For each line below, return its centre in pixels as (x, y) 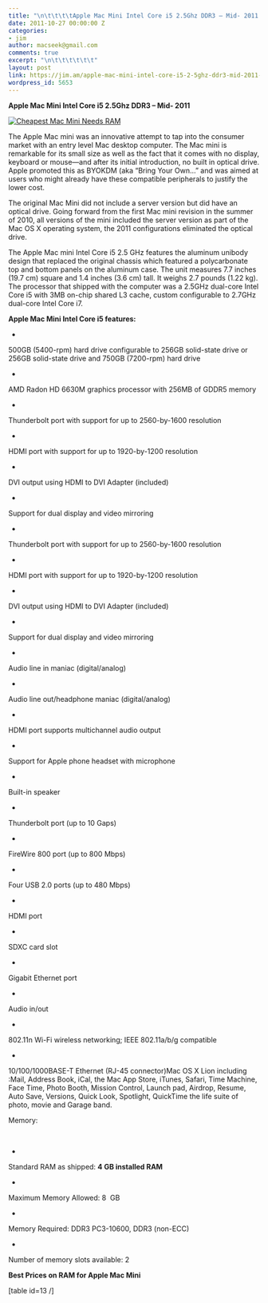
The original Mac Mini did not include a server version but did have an (123, 203)
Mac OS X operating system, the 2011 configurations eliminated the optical (131, 228)
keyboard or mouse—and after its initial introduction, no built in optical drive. (134, 161)
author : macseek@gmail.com (53, 46)
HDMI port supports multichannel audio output (85, 730)
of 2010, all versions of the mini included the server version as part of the (128, 220)
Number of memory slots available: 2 (69, 1259)
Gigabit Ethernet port (43, 978)
